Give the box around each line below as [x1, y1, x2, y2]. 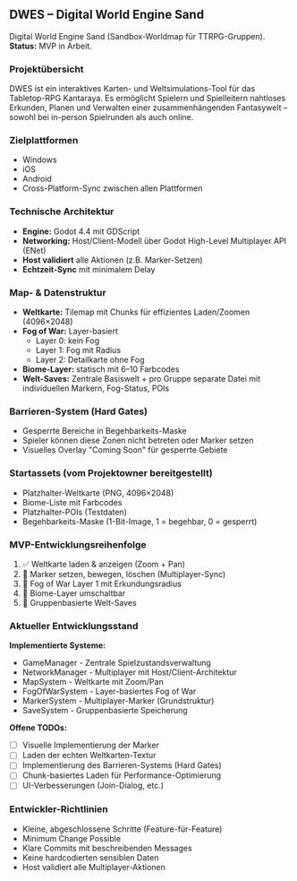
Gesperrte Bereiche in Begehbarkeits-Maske [21, 426, 187, 436]
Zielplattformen [9, 134, 79, 147]
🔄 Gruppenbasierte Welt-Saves [21, 597, 137, 608]
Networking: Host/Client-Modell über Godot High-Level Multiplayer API [21, 235, 286, 246]
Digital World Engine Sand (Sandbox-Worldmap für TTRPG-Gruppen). [9, 30, 266, 41]
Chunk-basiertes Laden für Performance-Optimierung [21, 770, 222, 781]
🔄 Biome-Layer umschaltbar [21, 587, 126, 599]
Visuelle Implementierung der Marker [21, 739, 159, 751]
